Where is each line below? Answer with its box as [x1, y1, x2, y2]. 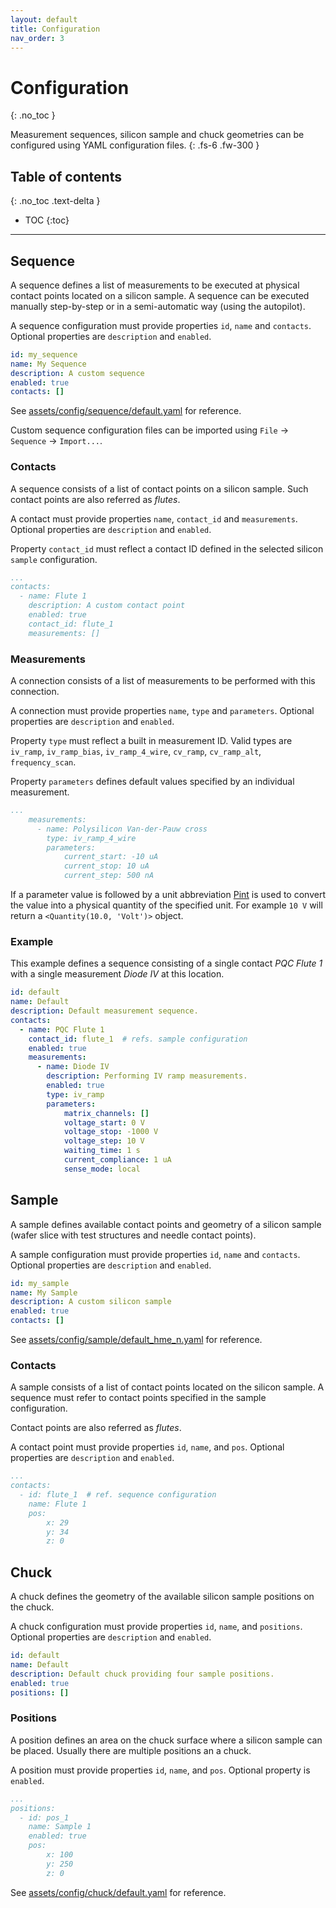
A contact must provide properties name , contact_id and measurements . [10, 512, 298, 525]
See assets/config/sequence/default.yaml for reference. [10, 405, 242, 417]
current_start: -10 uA [63, 852, 159, 862]
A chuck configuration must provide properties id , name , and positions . [10, 1621, 303, 1633]
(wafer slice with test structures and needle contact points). [10, 1229, 257, 1241]
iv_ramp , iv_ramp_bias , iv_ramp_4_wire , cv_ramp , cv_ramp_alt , [10, 746, 262, 758]
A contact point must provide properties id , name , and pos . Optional [10, 1441, 285, 1453]
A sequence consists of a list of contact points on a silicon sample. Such [10, 482, 309, 495]
